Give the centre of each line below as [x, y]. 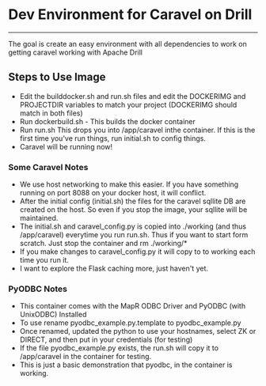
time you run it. [44, 260]
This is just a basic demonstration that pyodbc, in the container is [126, 365]
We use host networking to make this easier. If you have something [129, 184]
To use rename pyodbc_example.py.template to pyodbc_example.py [130, 323]
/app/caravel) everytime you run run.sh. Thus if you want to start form [134, 235]
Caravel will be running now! [66, 146]
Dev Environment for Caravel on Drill [130, 15]
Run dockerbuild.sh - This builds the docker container [107, 121]
